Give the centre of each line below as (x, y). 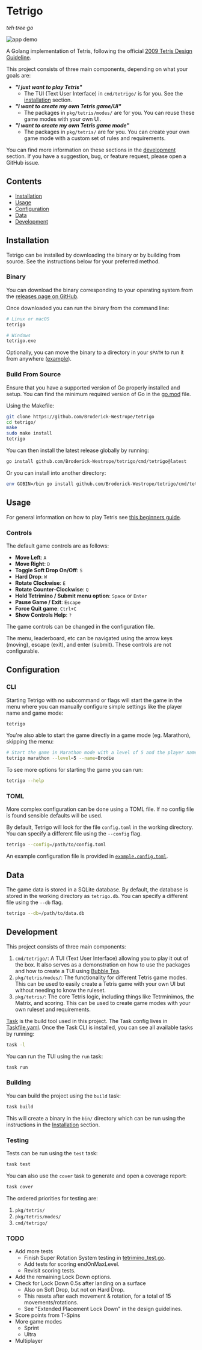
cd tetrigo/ (21, 422)
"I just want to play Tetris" (48, 87)
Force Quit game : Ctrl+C (46, 608)
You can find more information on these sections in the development (91, 150)
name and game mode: (35, 713)
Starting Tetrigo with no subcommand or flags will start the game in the (94, 700)
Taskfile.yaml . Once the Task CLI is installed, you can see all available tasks (100, 1027)
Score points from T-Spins (47, 1315)
